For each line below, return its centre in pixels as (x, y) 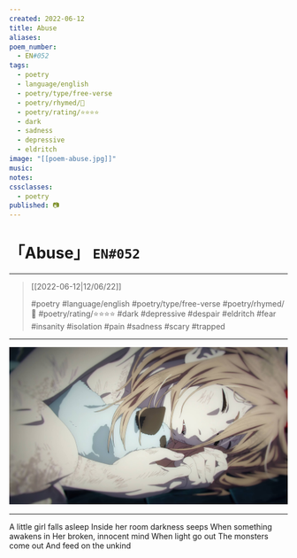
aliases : (25, 37)
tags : (19, 66)
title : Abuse (33, 28)
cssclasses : (31, 187)
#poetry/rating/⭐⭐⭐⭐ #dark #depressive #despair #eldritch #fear (157, 314)
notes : (21, 177)
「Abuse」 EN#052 (75, 253)
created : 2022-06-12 (47, 19)
